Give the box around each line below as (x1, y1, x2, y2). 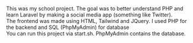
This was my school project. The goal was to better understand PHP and (6, 5, 183, 12)
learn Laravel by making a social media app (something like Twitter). (6, 11, 173, 18)
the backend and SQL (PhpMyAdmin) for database (6, 24, 129, 31)
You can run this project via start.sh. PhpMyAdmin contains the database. (6, 30, 186, 37)
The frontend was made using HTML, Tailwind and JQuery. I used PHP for (6, 18, 187, 24)
